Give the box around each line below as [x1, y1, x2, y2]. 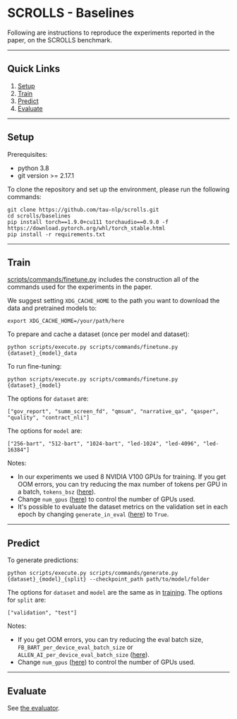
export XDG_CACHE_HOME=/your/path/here [7, 318, 125, 325]
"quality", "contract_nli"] [7, 415, 90, 422]
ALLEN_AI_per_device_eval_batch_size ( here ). [17, 650, 150, 659]
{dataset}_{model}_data [7, 350, 78, 357]
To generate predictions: [7, 556, 79, 564]
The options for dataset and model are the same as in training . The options [7, 588, 223, 597]
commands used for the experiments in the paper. [7, 283, 153, 291]
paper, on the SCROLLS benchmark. [7, 35, 113, 44]
